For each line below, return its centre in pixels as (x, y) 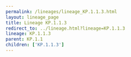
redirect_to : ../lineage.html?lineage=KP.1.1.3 (65, 28)
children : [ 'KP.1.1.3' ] (35, 45)
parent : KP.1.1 (24, 39)
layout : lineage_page (32, 17)
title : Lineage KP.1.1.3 (36, 23)
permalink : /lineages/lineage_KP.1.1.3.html (61, 12)
